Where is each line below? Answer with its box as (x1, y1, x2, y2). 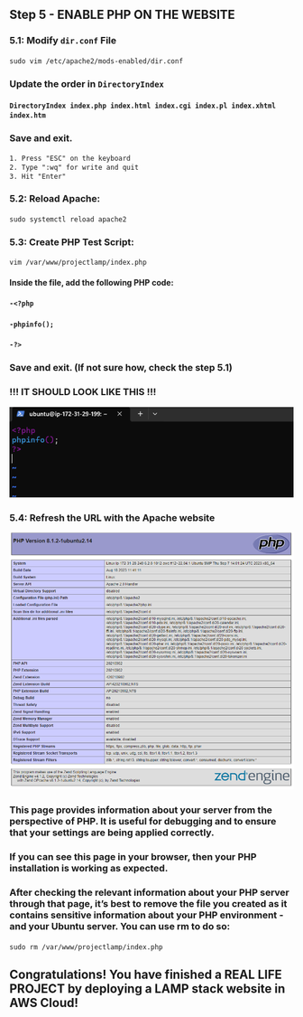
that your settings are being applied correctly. (9, 826, 215, 839)
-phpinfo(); (9, 320, 54, 329)
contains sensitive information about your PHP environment (9, 909, 278, 921)
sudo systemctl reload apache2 (9, 214, 127, 224)
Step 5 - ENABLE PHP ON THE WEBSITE (9, 7, 236, 23)
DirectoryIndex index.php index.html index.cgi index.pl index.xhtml (9, 101, 277, 111)
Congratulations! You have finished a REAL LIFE (9, 966, 282, 982)
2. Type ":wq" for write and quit (9, 163, 140, 172)
